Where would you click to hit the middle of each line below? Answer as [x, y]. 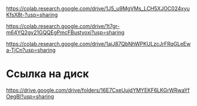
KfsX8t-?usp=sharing [32, 15]
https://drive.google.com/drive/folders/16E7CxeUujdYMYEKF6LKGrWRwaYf [98, 90]
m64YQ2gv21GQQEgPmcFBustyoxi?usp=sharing [65, 32]
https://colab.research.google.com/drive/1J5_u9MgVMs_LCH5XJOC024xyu [98, 9]
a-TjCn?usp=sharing [31, 50]
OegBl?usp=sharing [30, 96]
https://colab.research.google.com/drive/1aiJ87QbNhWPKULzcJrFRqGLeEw [98, 44]
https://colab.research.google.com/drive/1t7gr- [63, 26]
